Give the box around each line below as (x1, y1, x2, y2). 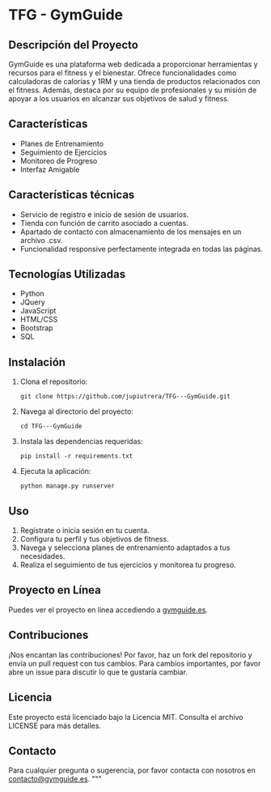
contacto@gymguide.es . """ (8, 774, 103, 784)
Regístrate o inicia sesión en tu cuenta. (19, 526, 150, 535)
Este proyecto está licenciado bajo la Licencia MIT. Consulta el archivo (8, 712, 243, 722)
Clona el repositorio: (19, 377, 88, 386)
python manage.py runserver (19, 482, 115, 491)
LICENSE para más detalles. (8, 721, 101, 730)
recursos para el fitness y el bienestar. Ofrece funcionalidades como (8, 68, 237, 78)
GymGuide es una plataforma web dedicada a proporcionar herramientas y (8, 59, 258, 69)
